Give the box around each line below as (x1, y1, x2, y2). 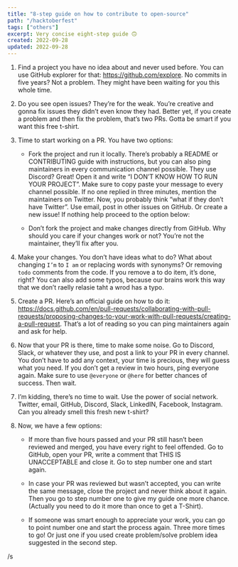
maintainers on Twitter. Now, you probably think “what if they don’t (28, 195, 224, 203)
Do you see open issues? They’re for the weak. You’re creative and (17, 100, 214, 107)
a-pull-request (17, 319, 60, 328)
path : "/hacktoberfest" (7, 17, 78, 24)
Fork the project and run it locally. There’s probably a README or (28, 150, 219, 158)
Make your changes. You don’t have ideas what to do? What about (17, 253, 212, 261)
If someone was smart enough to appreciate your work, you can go (28, 516, 225, 524)
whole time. (17, 86, 52, 94)
